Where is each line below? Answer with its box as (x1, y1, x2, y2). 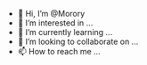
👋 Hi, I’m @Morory (17, 9, 86, 18)
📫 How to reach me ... (17, 47, 101, 56)
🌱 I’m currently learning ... (17, 27, 113, 37)
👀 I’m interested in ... (17, 18, 94, 28)
